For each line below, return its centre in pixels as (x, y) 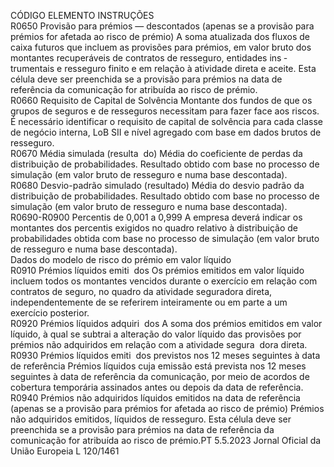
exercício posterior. (50, 313)
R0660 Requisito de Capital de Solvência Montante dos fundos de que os (161, 100)
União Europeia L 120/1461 (65, 451)
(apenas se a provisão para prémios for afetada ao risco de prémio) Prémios (167, 408)
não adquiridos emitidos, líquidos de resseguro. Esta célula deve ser (151, 419)
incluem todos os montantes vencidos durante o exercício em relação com (164, 281)
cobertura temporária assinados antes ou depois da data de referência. (157, 387)
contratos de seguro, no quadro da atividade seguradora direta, (141, 291)
